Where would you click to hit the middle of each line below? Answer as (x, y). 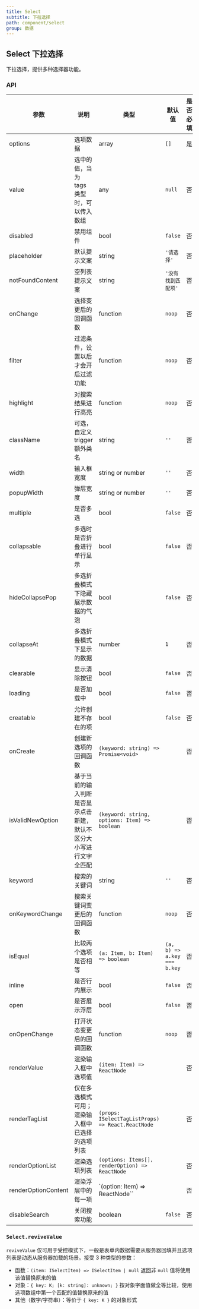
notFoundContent (33, 280)
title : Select (24, 12)
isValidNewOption (34, 821)
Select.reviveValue (34, 1237)
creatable (22, 718)
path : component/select (36, 23)
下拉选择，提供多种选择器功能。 (45, 70)
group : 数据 (20, 28)
